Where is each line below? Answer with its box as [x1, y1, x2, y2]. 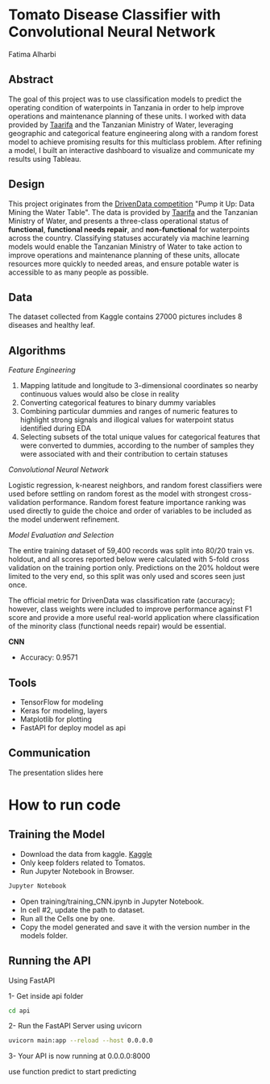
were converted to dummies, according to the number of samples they [19, 441, 255, 450]
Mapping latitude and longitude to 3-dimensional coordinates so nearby [19, 381, 259, 391]
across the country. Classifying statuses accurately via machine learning [8, 233, 250, 242]
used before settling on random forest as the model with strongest [8, 489, 229, 499]
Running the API [8, 954, 91, 968]
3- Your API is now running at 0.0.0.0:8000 [8, 1051, 151, 1061]
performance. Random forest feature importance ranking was [42, 498, 247, 507]
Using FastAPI [8, 975, 56, 985]
